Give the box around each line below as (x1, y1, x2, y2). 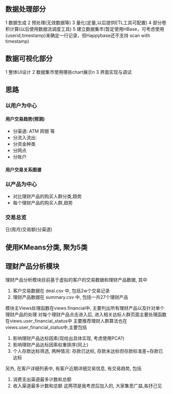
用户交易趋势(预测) (5, 116, 45, 122)
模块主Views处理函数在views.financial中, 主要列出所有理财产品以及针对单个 (5, 305, 165, 311)
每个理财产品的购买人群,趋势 (12, 200, 73, 206)
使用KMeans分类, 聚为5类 (5, 243, 88, 252)
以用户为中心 (5, 102, 37, 109)
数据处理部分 (5, 5, 46, 14)
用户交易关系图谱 (5, 166, 42, 173)
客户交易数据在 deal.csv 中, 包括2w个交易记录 (12, 287, 110, 294)
